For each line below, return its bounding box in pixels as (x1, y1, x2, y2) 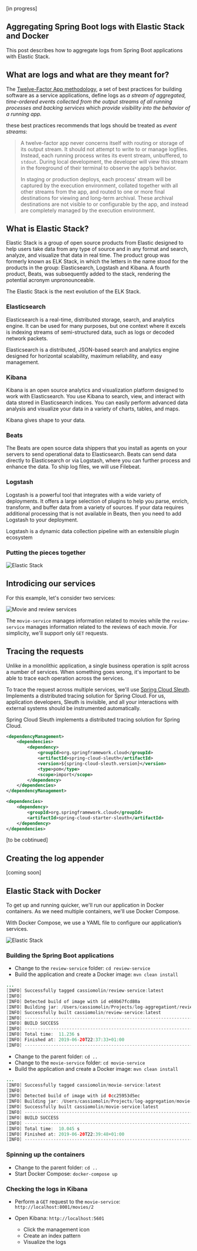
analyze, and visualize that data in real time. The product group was (6, 252, 170, 259)
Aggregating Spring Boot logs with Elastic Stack (6, 22, 185, 32)
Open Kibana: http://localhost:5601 (14, 1214, 104, 1222)
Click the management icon (23, 1226, 90, 1233)
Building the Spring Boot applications (6, 951, 114, 960)
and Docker (6, 31, 49, 41)
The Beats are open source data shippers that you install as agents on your (6, 445, 188, 452)
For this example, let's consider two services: (6, 594, 116, 601)
